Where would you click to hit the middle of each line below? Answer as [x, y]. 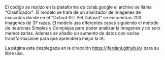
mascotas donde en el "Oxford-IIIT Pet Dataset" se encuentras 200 [73, 17]
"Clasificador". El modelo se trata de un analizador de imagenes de [73, 12]
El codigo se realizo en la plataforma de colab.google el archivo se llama [78, 7]
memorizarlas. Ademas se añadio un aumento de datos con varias [72, 33]
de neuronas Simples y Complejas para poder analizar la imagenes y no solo [83, 28]
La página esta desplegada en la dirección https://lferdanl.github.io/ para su [82, 48]
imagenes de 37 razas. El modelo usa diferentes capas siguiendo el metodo [82, 23]
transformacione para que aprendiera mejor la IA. [55, 38]
